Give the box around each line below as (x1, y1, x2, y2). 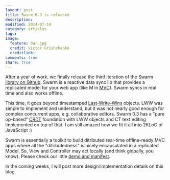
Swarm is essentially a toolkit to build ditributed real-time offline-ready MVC (5, 137, 165, 143)
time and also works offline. (5, 90, 64, 96)
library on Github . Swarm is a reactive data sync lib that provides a (5, 79, 145, 85)
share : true (5, 60, 31, 65)
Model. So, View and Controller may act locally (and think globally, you (5, 148, 154, 154)
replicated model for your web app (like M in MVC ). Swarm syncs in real (5, 85, 157, 91)
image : (5, 36, 19, 41)
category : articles (5, 27, 47, 32)
